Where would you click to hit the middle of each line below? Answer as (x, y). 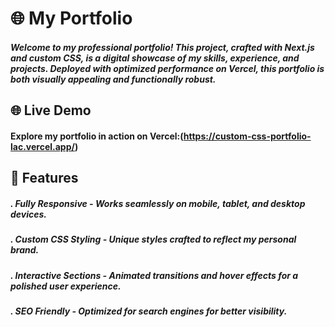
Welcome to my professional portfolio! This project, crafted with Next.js (162, 47)
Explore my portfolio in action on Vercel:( (97, 136)
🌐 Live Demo (51, 110)
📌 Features (44, 178)
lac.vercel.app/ (42, 146)
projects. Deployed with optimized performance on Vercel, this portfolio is (167, 68)
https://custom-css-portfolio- (247, 136)
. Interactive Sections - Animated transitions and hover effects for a (154, 275)
